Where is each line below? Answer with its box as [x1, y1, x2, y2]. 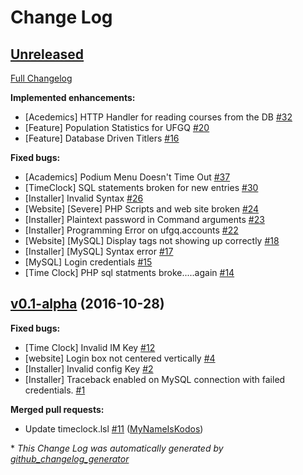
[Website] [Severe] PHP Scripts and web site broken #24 [24, 203, 260, 215]
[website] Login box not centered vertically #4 [24, 352, 216, 364]
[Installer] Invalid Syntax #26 [24, 192, 144, 204]
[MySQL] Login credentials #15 [24, 256, 153, 268]
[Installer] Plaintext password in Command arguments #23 [24, 214, 265, 225]
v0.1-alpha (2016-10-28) [10, 296, 165, 313]
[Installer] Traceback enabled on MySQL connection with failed [24, 373, 286, 385]
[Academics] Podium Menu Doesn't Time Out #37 [24, 171, 231, 183]
